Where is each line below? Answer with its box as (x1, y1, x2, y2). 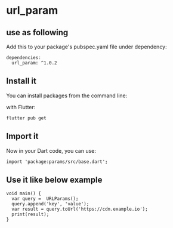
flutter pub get (6, 115, 47, 121)
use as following (6, 27, 69, 38)
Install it (6, 76, 37, 87)
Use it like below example (6, 175, 103, 185)
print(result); (11, 211, 50, 218)
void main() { (6, 190, 42, 197)
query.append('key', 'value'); (11, 201, 89, 207)
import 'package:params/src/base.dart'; (6, 159, 109, 165)
